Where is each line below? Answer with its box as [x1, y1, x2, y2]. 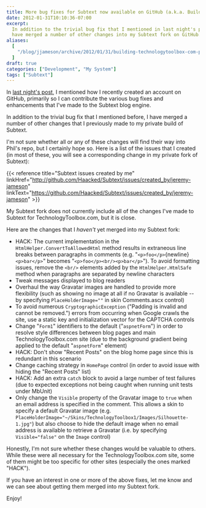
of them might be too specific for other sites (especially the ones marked [6, 458, 191, 466]
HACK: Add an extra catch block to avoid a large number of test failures [15, 374, 196, 382]
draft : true [6, 60, 37, 66]
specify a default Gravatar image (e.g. [15, 407, 112, 414]
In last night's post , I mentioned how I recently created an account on [6, 88, 181, 96]
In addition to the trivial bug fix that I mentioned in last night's [12, 26, 196, 32]
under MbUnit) [15, 387, 53, 395]
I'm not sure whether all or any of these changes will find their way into [6, 138, 186, 146]
